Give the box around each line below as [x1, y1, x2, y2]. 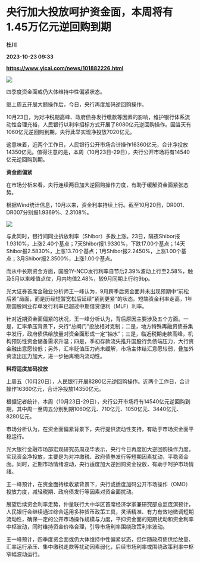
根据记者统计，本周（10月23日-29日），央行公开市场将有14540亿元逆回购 [6, 397, 186, 405]
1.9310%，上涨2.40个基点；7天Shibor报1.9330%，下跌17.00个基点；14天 [6, 239, 186, 247]
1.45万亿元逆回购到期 [6, 20, 111, 34]
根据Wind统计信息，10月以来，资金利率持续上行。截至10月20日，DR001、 [6, 201, 187, 209]
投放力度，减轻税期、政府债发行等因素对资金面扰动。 [6, 488, 137, 495]
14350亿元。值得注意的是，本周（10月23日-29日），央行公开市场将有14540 [6, 148, 190, 155]
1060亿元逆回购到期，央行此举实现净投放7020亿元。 [6, 128, 135, 135]
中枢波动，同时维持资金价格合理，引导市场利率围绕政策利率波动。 [6, 522, 168, 530]
